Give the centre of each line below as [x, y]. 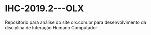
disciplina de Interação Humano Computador [51, 27]
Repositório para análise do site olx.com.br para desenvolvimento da [75, 22]
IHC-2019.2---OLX [45, 9]
